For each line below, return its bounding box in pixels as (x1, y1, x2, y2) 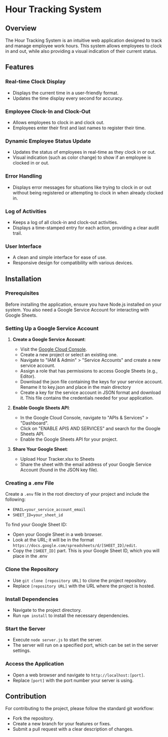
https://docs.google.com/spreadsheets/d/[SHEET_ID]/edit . (12, 542, 137, 548)
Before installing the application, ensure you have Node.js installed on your (5, 301, 162, 307)
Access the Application (5, 660, 64, 667)
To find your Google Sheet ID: (5, 522, 68, 528)
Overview (5, 24, 37, 33)
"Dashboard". (20, 420, 49, 426)
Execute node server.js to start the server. (12, 637, 103, 643)
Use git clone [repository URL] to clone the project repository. (12, 577, 147, 583)
